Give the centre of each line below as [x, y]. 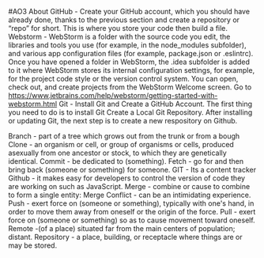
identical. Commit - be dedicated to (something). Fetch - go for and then [126, 161]
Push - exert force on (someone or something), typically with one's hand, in [131, 203]
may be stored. [33, 245]
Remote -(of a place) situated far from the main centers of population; [122, 228]
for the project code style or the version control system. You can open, [123, 79]
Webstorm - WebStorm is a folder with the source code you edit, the [119, 36]
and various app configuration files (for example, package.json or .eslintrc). [131, 53]
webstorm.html [33, 104]
